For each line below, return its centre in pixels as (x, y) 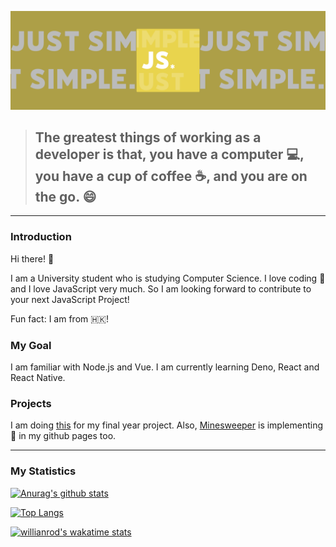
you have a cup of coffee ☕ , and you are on (171, 176)
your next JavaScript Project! (70, 299)
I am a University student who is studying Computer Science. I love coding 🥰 (168, 278)
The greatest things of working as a (148, 137)
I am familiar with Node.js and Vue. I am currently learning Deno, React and (165, 367)
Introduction (41, 237)
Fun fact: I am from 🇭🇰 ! (60, 318)
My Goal (31, 345)
